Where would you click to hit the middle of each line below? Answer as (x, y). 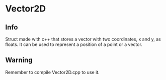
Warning (19, 60)
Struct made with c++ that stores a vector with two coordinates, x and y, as (83, 39)
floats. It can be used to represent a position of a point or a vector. (74, 44)
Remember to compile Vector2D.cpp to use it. (52, 72)
